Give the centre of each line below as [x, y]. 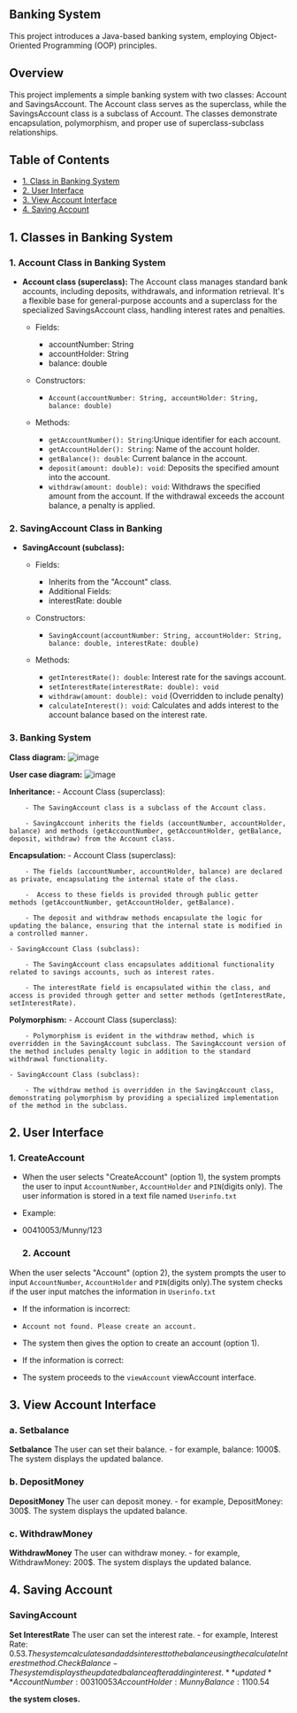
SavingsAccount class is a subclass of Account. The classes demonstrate [143, 113]
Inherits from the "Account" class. [110, 582]
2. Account [46, 1253]
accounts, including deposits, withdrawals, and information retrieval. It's [153, 291]
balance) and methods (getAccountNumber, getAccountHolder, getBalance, [146, 831]
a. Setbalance [39, 1430]
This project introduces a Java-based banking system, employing [129, 35]
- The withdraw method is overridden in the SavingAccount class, [150, 1090]
